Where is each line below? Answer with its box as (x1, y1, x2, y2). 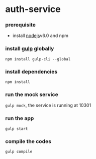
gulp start (5, 126, 28, 131)
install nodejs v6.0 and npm (12, 32, 69, 38)
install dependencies (5, 68, 58, 75)
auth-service (5, 3, 61, 15)
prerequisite (5, 21, 36, 28)
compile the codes (5, 137, 52, 144)
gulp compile (5, 149, 33, 154)
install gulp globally (5, 45, 54, 52)
